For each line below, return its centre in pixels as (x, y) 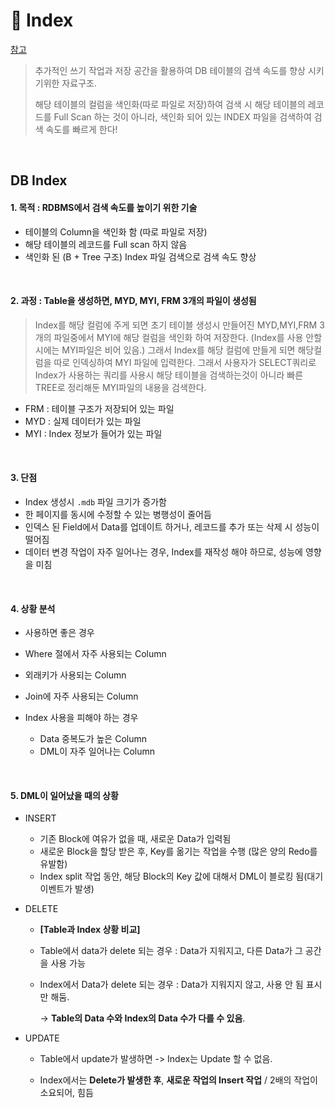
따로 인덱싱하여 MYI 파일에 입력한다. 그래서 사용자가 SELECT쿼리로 (185, 362)
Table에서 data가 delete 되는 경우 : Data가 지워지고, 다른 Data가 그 (171, 951)
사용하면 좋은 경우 (59, 633)
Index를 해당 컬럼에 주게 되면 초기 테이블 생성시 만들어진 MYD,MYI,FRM (176, 325)
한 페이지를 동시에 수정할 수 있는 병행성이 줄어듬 (118, 514)
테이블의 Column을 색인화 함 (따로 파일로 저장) (116, 231)
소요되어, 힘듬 (66, 1093)
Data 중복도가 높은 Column (93, 739)
